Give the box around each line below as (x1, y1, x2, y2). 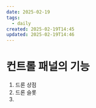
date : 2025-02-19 (6, 9, 50, 15)
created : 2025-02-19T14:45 (6, 26, 75, 32)
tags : (6, 15, 20, 21)
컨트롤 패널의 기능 (6, 60, 90, 74)
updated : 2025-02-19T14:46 (6, 32, 75, 38)
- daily (12, 20, 32, 26)
